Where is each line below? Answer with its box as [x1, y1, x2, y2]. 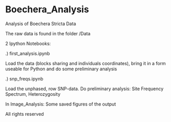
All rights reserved [5, 111, 44, 117]
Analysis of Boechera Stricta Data [5, 21, 77, 27]
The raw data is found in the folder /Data [5, 30, 91, 36]
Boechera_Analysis [5, 4, 89, 15]
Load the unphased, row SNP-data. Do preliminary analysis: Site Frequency [5, 86, 164, 92]
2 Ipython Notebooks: [5, 40, 51, 47]
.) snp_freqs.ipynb [5, 75, 43, 82]
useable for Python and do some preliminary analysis [5, 66, 117, 72]
